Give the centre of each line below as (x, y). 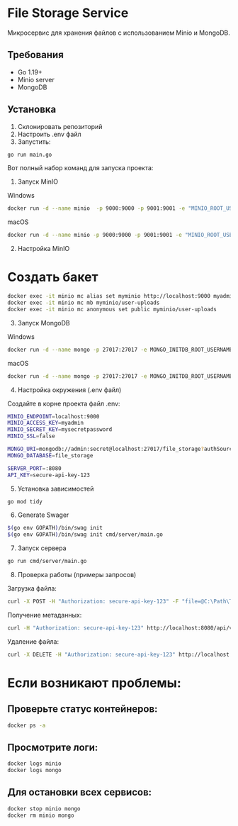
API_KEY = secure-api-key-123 (49, 475)
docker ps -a (27, 725)
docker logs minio (34, 764)
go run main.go (30, 155)
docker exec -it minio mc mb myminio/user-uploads (84, 303)
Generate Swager (43, 515)
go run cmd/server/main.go (47, 562)
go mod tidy (25, 501)
